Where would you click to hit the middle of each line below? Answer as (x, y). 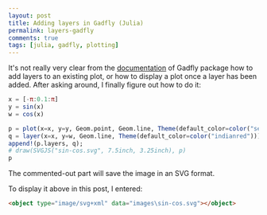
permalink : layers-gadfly (51, 30)
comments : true (33, 38)
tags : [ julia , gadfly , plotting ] (64, 45)
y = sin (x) (26, 107)
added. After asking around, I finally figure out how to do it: (104, 85)
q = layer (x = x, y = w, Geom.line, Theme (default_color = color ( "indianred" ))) (135, 136)
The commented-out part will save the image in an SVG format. (112, 174)
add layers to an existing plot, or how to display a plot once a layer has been (132, 76)
